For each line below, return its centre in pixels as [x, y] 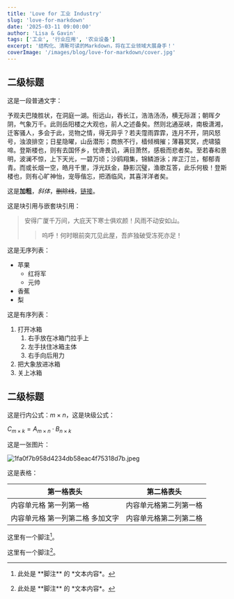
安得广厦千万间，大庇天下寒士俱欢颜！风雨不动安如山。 [103, 221]
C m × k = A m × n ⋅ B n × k [39, 430]
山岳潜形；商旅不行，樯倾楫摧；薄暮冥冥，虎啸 [147, 141]
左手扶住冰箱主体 [52, 346]
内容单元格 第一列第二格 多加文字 [65, 518]
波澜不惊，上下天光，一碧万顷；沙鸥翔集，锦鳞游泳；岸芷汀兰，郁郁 [117, 159]
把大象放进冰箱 [39, 364]
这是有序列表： [29, 314]
